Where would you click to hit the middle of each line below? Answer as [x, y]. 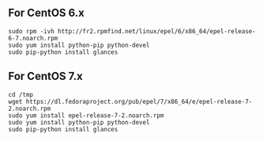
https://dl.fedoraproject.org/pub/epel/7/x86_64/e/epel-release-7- [139, 101]
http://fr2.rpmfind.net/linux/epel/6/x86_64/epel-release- [157, 31]
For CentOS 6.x [47, 13]
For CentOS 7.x [45, 76]
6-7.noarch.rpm [33, 38]
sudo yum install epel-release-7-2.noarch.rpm [86, 115]
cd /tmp [21, 94]
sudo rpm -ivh [32, 31]
